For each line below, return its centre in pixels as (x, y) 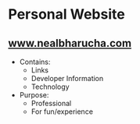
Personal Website (66, 14)
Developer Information (67, 78)
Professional (51, 103)
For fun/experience (62, 112)
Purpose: (34, 95)
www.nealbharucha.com (70, 43)
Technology (50, 87)
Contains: (35, 62)
